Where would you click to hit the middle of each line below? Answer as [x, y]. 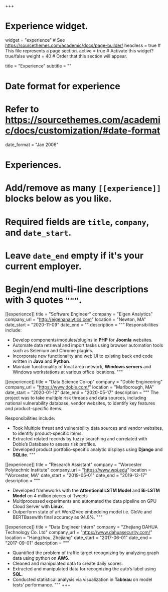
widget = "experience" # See [35, 40]
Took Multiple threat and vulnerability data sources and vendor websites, [88, 428]
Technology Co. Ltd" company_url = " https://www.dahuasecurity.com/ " [79, 532]
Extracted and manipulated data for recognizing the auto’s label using [84, 569]
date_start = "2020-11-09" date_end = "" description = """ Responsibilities [82, 324]
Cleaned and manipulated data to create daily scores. [68, 563]
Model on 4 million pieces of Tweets [50, 496]
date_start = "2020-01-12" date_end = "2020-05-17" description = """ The [82, 392]
